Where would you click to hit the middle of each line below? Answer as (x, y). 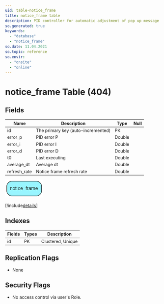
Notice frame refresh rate (62, 171)
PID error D (47, 151)
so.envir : (15, 57)
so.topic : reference (26, 51)
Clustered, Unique (59, 241)
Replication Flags (32, 258)
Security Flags (28, 285)
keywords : (15, 31)
